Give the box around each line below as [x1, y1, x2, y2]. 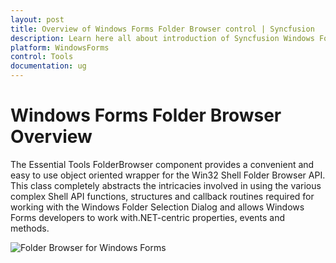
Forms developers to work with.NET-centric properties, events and [10, 211, 286, 223]
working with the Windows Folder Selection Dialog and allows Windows [10, 201, 305, 213]
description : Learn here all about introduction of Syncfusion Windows [10, 33, 315, 43]
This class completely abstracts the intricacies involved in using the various [10, 179, 322, 191]
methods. [10, 222, 50, 234]
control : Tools [10, 52, 74, 62]
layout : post [10, 14, 65, 25]
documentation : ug [10, 61, 87, 71]
